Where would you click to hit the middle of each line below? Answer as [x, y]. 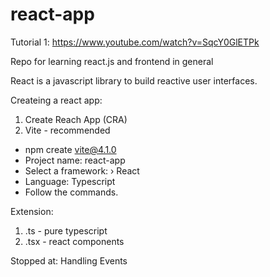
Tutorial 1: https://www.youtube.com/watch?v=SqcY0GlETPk [135, 42]
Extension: [32, 211]
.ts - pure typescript [66, 230]
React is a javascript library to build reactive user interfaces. [134, 80]
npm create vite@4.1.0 [70, 149]
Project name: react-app [75, 160]
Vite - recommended [67, 130]
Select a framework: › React [82, 170]
